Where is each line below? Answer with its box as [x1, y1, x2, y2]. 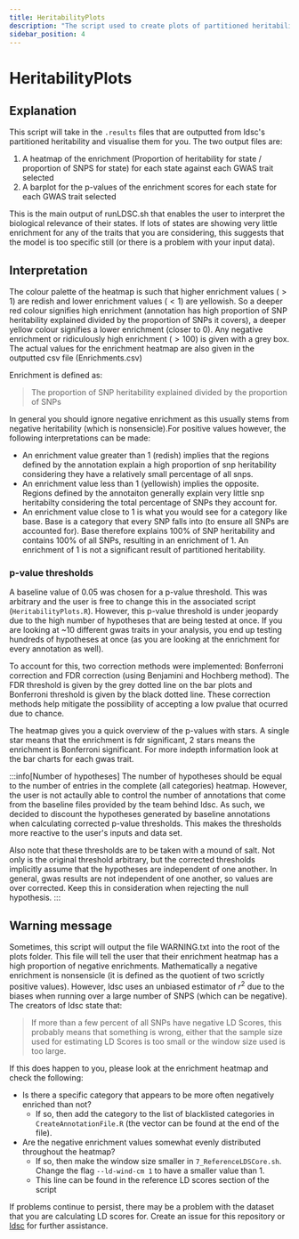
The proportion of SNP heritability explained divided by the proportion [30, 387, 287, 398]
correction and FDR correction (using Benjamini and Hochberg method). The [9, 670, 290, 681]
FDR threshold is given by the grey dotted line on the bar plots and [9, 680, 253, 691]
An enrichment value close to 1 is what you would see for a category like [21, 506, 287, 517]
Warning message [9, 918, 113, 933]
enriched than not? [21, 1098, 92, 1109]
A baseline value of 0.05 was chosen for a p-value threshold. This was [9, 587, 268, 597]
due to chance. [9, 709, 65, 719]
